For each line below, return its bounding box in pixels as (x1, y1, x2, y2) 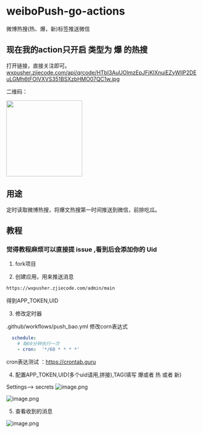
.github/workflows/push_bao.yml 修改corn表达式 (6, 323, 128, 330)
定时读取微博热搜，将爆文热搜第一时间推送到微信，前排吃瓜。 (6, 206, 161, 213)
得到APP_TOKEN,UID (6, 297, 59, 305)
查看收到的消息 (15, 407, 53, 415)
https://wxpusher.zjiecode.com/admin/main (6, 285, 115, 291)
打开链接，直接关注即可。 (6, 62, 70, 69)
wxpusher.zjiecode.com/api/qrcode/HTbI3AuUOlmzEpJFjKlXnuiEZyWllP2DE (6, 69, 197, 76)
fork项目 (15, 260, 36, 268)
